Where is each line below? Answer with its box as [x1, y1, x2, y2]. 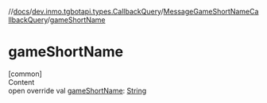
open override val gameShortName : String [8, 86, 147, 95]
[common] [8, 69, 42, 78]
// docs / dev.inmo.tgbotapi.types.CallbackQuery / [8, 7, 164, 16]
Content [8, 77, 35, 86]
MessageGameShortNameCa [163, 7, 259, 16]
